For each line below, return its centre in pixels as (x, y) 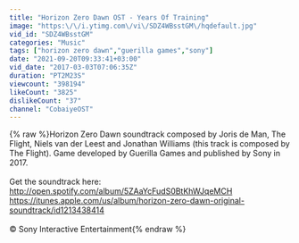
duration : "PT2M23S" (48, 76)
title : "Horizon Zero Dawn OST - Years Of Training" (109, 17)
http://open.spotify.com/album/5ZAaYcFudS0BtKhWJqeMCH (121, 191)
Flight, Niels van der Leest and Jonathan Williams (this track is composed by (149, 144)
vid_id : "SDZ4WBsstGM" (51, 34)
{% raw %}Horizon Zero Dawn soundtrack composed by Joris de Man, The (148, 134)
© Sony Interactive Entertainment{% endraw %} (98, 230)
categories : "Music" (48, 42)
